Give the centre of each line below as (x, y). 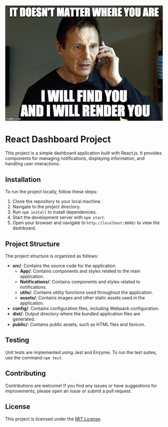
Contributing (25, 373)
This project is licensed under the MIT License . (53, 419)
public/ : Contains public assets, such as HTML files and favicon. (79, 325)
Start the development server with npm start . (59, 218)
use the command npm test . (34, 358)
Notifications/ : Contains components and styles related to (80, 282)
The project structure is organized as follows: (52, 256)
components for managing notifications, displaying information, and (75, 158)
